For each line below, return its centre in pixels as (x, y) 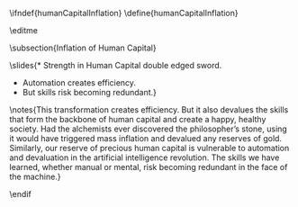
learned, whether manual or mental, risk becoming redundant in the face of (149, 167)
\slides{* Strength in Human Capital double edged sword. (116, 65)
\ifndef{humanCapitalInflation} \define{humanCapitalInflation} (124, 13)
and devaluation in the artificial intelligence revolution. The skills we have (144, 157)
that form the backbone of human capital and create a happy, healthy (138, 119)
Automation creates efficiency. (79, 83)
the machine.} (35, 176)
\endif (20, 194)
